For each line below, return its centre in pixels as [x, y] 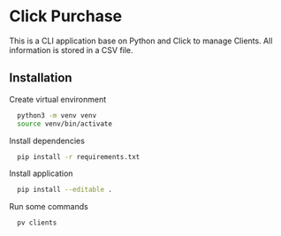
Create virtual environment [58, 99]
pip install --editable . [65, 190]
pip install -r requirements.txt [79, 156]
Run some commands [49, 207]
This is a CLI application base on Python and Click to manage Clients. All [141, 41]
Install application [41, 173]
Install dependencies [47, 141]
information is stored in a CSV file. [72, 49]
